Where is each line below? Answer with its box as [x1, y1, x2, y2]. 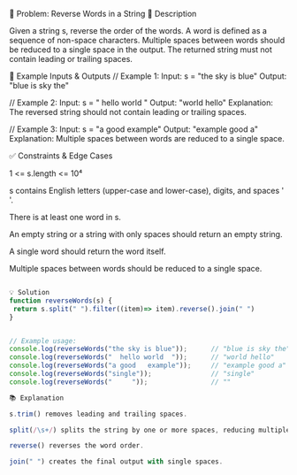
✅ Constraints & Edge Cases [9, 150, 113, 161]
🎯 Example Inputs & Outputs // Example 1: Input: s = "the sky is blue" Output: [9, 71, 287, 81]
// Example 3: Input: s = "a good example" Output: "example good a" [9, 124, 259, 134]
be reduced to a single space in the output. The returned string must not [9, 44, 272, 55]
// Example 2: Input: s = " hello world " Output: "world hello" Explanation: [9, 97, 274, 108]
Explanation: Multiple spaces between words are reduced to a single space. [9, 134, 285, 143]
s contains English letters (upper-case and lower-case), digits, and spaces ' [9, 186, 285, 195]
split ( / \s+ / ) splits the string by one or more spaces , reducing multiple [9, 425, 291, 434]
